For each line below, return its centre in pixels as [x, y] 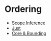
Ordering [23, 9]
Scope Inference [28, 23]
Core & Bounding [29, 33]
